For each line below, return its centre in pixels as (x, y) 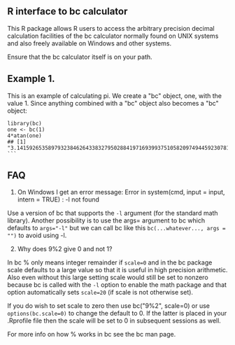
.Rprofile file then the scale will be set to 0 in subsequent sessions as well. (114, 321)
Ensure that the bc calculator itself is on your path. (80, 57)
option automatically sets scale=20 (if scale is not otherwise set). (100, 293)
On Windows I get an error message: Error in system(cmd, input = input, (121, 192)
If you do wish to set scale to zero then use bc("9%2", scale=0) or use (109, 306)
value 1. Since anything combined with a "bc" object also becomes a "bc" (113, 103)
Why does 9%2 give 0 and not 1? (65, 249)
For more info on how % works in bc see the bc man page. (92, 335)
